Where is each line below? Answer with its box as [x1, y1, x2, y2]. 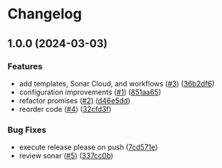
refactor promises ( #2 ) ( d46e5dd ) [18, 95, 131, 105]
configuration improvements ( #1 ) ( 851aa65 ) [18, 87, 161, 97]
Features [7, 61, 43, 72]
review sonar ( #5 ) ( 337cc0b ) [18, 151, 113, 161]
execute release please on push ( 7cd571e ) [18, 142, 158, 152]
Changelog [7, 5, 82, 23]
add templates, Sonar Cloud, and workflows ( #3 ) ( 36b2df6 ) [18, 78, 215, 88]
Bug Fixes [7, 124, 47, 135]
